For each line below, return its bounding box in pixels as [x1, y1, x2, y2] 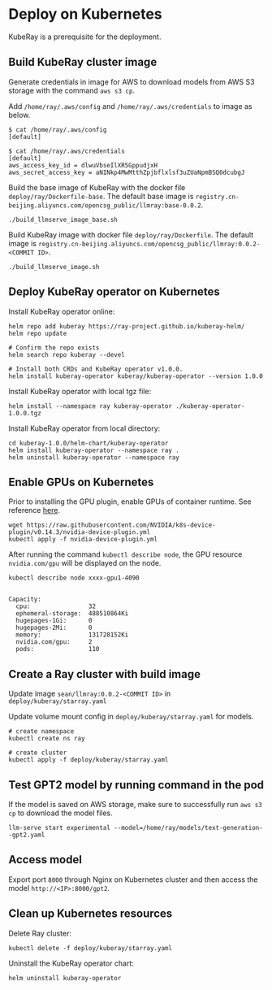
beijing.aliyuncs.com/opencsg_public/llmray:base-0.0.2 [8, 201, 201, 210]
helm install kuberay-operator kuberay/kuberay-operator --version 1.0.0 [8, 371, 264, 380]
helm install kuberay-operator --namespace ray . [8, 446, 180, 454]
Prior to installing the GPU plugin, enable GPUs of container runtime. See [8, 497, 252, 506]
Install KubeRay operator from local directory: [8, 423, 161, 433]
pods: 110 [15, 645, 100, 653]
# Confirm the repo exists [8, 343, 100, 352]
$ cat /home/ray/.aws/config [8, 125, 107, 134]
